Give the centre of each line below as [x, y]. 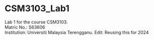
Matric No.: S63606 [25, 27]
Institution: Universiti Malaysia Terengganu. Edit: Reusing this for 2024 [77, 32]
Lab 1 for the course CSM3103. [36, 22]
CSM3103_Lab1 [37, 9]
